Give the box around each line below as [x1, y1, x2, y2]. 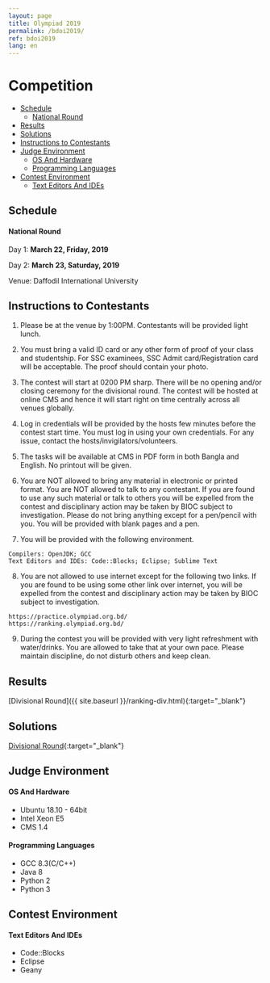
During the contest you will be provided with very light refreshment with [19, 634, 259, 644]
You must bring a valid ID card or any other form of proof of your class [19, 345, 254, 355]
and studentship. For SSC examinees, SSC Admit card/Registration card [19, 353, 259, 363]
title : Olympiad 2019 [8, 19, 81, 27]
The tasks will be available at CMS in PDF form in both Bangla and [19, 452, 239, 461]
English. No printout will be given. [19, 460, 131, 470]
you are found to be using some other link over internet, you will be [19, 580, 243, 590]
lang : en [8, 42, 38, 50]
